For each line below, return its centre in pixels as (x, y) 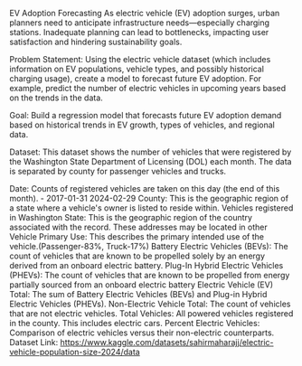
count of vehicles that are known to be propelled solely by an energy (137, 256)
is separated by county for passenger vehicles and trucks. (118, 171)
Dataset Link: (34, 342)
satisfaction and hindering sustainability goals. (96, 42)
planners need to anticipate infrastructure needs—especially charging (139, 23)
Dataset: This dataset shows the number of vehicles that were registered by (151, 152)
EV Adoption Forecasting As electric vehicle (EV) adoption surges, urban (145, 13)
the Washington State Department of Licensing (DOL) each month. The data (151, 161)
